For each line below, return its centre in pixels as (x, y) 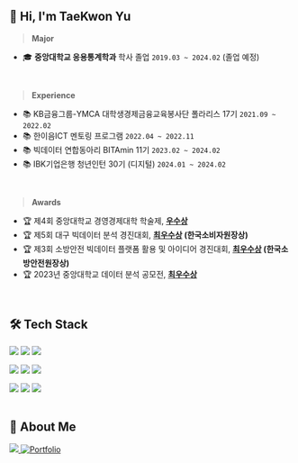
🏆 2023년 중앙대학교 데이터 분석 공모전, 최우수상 (110, 274)
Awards (46, 202)
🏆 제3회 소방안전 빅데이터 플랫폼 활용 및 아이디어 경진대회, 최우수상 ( (144, 249)
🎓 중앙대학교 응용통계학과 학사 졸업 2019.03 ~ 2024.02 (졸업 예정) (141, 57)
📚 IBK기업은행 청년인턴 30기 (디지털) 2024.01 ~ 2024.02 (124, 164)
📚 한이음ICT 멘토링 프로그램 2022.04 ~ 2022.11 (108, 135)
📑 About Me (43, 427)
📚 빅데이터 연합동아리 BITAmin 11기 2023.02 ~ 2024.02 (121, 150)
